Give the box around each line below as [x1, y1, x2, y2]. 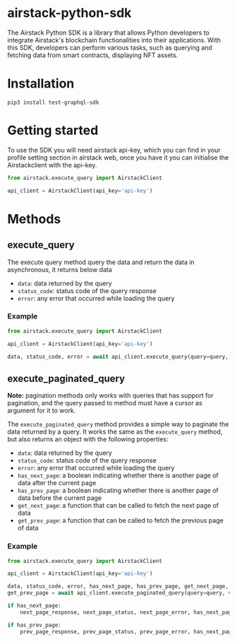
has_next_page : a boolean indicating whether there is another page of [17, 471, 219, 480]
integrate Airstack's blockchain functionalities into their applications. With [7, 35, 221, 44]
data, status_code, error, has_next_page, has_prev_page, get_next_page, [7, 583, 229, 590]
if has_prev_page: [7, 622, 61, 629]
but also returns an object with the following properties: [7, 435, 169, 444]
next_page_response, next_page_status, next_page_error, [20, 609, 191, 616]
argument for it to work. [7, 406, 76, 415]
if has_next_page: [7, 602, 61, 610]
